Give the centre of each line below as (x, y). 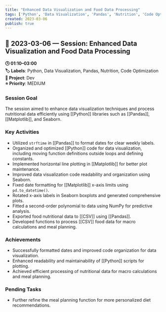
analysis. (21, 211)
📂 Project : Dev (20, 78)
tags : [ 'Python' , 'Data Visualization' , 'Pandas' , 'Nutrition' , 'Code (79, 14)
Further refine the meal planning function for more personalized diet (82, 300)
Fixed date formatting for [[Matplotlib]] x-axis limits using (70, 185)
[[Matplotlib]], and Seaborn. (33, 119)
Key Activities (22, 132)
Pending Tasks (23, 289)
